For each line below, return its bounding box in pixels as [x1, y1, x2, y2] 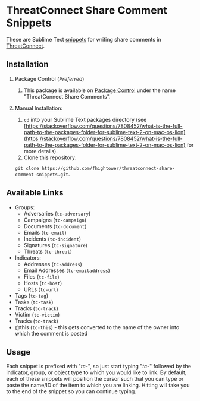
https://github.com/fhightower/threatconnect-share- [41, 165, 176, 171]
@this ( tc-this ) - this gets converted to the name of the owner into [14, 323, 180, 330]
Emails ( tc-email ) [23, 229, 67, 236]
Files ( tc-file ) [23, 273, 60, 280]
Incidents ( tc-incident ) [23, 235, 82, 242]
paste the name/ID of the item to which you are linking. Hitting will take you [6, 381, 190, 389]
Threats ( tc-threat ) [23, 248, 73, 255]
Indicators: [14, 254, 42, 261]
